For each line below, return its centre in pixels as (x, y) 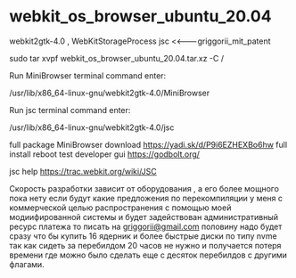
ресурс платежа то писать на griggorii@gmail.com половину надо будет (146, 226)
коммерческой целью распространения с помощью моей (120, 208)
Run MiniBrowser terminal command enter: (88, 75)
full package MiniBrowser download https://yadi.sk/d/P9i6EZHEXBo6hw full (148, 144)
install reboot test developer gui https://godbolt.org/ (105, 154)
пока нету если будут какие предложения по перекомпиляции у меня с (146, 198)
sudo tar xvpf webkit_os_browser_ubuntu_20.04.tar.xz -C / (117, 58)
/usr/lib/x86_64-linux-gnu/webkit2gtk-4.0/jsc (92, 127)
